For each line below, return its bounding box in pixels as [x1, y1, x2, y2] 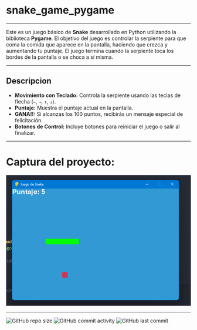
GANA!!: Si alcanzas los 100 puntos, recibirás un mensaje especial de [14, 110, 184, 118]
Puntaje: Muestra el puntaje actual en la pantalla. [14, 104, 134, 111]
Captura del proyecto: [6, 155, 115, 168]
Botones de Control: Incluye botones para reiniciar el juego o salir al [14, 123, 180, 130]
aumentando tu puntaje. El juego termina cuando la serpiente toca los [6, 47, 174, 54]
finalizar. [14, 129, 36, 136]
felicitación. [14, 116, 43, 124]
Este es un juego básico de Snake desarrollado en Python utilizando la [6, 28, 176, 35]
